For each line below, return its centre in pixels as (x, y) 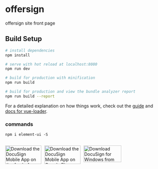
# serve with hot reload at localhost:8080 (51, 64)
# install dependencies (30, 50)
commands (19, 124)
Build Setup (24, 39)
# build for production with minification (50, 78)
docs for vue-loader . (26, 111)
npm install (18, 55)
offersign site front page (30, 23)
